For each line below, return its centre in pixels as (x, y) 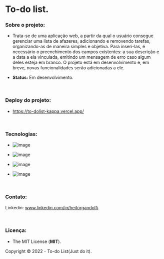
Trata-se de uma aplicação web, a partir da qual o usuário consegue (83, 36)
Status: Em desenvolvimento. (43, 78)
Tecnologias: (21, 134)
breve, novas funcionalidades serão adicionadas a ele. (68, 68)
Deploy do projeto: (28, 100)
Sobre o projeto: (25, 25)
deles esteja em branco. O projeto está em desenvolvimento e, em (80, 62)
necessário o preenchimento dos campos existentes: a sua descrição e (86, 52)
